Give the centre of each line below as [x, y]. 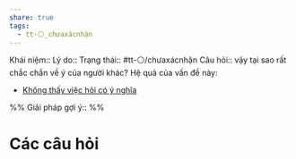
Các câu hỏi [54, 143]
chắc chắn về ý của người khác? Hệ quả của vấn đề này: [113, 73]
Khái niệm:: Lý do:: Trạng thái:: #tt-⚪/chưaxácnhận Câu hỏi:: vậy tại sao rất [148, 60]
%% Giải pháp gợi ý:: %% [57, 107]
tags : [19, 26]
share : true [31, 17]
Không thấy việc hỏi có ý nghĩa [79, 90]
